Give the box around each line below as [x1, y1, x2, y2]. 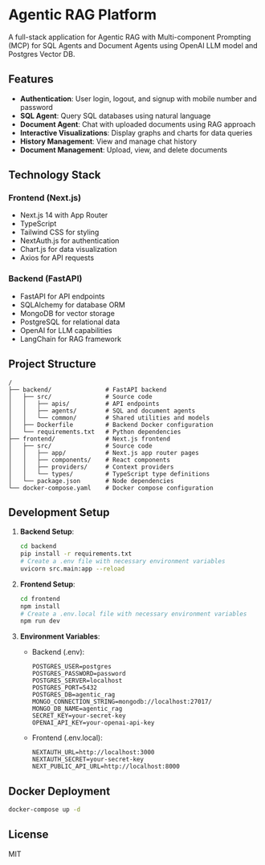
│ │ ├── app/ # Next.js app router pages [8, 449, 199, 457]
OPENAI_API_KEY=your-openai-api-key [31, 719, 155, 727]
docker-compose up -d [8, 806, 81, 814]
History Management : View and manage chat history [19, 136, 198, 146]
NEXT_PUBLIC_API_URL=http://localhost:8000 [31, 762, 181, 771]
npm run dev [19, 617, 60, 625]
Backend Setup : [19, 527, 75, 537]
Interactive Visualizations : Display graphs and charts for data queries [19, 128, 253, 137]
